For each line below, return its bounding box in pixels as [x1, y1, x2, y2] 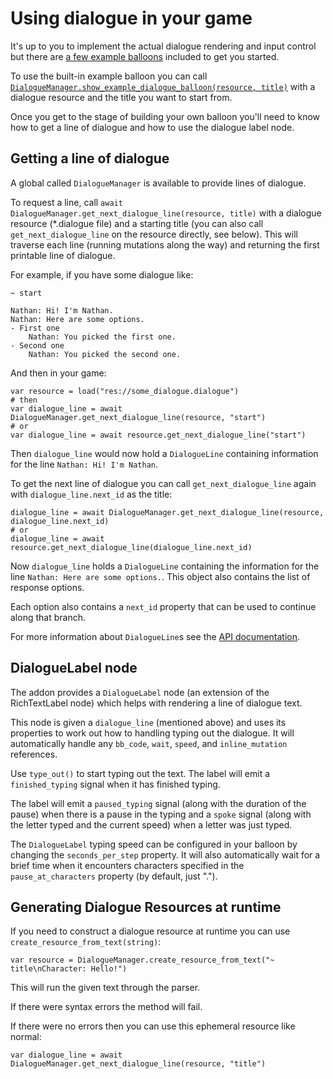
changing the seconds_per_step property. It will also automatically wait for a [10, 848, 321, 861]
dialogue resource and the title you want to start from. [10, 91, 233, 103]
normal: [10, 1031, 42, 1043]
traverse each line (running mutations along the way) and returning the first [10, 238, 320, 251]
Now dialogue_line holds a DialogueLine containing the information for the [10, 560, 320, 572]
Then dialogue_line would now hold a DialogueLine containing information [10, 447, 319, 459]
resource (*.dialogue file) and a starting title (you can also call [10, 217, 264, 229]
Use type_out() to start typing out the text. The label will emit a [10, 767, 271, 779]
